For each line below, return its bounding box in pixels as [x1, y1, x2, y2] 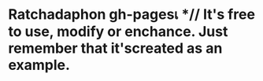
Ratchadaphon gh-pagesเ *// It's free [8, 6, 256, 24]
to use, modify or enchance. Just [8, 23, 228, 41]
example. [8, 57, 71, 74]
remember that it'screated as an [8, 39, 223, 57]
